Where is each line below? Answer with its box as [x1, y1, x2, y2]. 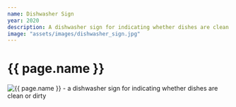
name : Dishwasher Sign [7, 10, 74, 18]
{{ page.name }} [7, 61, 105, 77]
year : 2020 [7, 17, 40, 24]
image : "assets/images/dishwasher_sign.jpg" [7, 30, 141, 38]
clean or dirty [7, 91, 47, 100]
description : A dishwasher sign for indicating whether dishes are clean [7, 23, 230, 30]
